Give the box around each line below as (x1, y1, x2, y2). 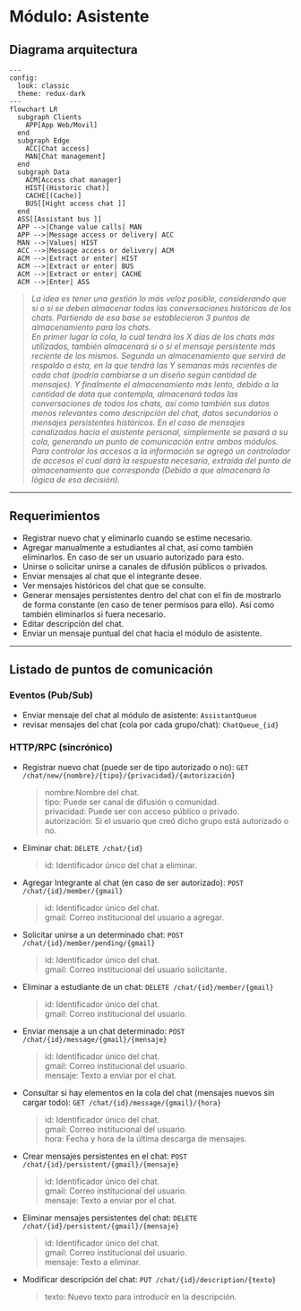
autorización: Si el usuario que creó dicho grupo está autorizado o (44, 815, 289, 826)
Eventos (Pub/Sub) (9, 689, 94, 701)
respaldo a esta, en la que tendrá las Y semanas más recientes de (30, 360, 278, 370)
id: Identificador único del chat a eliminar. (44, 859, 197, 871)
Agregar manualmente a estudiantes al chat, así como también (21, 542, 254, 552)
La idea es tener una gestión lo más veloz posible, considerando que (30, 293, 287, 304)
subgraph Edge (17, 136, 70, 145)
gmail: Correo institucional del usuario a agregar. (44, 912, 225, 923)
